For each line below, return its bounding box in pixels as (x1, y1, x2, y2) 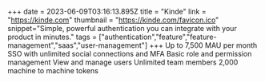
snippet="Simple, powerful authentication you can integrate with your (7, 24, 237, 33)
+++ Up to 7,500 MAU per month (149, 41, 258, 50)
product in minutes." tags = (7, 32, 98, 41)
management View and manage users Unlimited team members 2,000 (7, 57, 239, 67)
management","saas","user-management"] (7, 41, 148, 50)
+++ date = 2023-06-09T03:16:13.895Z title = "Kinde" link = (7, 7, 207, 16)
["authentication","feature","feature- (98, 32, 217, 41)
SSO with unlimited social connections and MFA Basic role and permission (7, 49, 252, 58)
